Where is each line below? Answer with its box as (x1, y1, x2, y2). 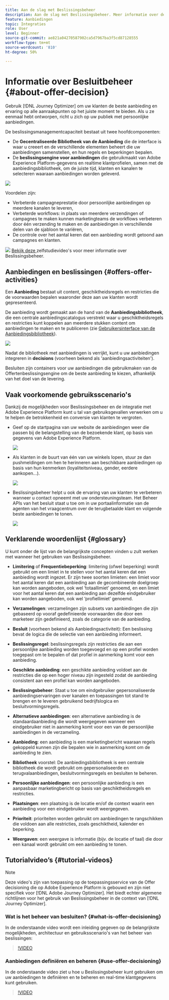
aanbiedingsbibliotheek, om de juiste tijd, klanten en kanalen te (12, 165, 143, 171)
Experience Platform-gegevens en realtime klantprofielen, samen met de (12, 160, 163, 166)
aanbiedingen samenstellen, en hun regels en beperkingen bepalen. (12, 149, 153, 155)
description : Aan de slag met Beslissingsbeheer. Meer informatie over (5, 12, 158, 17)
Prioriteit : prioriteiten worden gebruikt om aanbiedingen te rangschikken (12, 815, 163, 822)
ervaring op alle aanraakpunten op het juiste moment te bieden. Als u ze (5, 108, 154, 114)
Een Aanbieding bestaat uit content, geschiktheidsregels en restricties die (5, 289, 159, 295)
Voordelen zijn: (5, 190, 37, 196)
